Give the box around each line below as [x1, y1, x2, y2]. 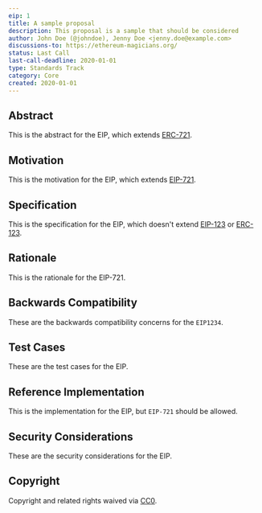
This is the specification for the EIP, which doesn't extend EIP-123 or [8, 219, 235, 229]
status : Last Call [8, 49, 70, 57]
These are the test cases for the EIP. [8, 362, 129, 371]
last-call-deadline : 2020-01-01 [8, 57, 117, 65]
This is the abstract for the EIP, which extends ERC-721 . [8, 130, 193, 140]
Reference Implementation [8, 385, 145, 399]
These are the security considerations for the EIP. [8, 451, 173, 461]
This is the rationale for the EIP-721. [8, 273, 126, 282]
